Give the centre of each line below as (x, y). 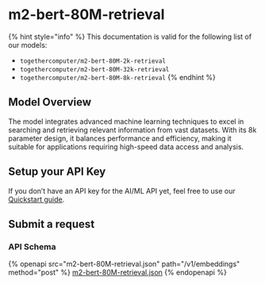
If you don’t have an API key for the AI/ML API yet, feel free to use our (122, 191)
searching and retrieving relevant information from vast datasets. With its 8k (132, 129)
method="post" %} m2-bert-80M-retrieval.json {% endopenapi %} (118, 272)
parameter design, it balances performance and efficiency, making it (120, 138)
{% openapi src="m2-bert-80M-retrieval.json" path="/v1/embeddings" (124, 264)
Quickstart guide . (36, 199)
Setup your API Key (57, 172)
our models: (28, 44)
